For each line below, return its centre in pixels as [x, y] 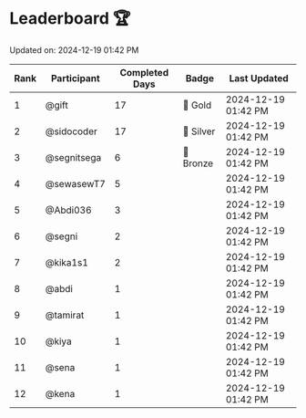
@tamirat [65, 315]
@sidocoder [71, 131]
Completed [144, 72]
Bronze [198, 163]
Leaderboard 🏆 [70, 19]
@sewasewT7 [76, 183]
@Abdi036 [69, 210]
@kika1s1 [67, 262]
